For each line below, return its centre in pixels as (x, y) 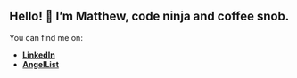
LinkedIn (38, 55)
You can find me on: (46, 37)
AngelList (41, 64)
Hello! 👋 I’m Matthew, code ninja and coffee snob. (149, 16)
